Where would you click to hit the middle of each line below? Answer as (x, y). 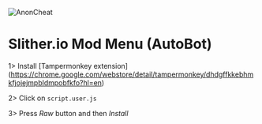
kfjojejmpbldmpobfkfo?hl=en (55, 82)
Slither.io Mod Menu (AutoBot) (110, 44)
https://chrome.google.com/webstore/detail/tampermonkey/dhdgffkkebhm (132, 74)
